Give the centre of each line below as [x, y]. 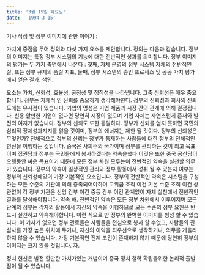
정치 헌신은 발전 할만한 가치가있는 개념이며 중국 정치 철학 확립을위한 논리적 [95, 258]
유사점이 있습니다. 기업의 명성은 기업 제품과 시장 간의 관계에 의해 [99, 108]
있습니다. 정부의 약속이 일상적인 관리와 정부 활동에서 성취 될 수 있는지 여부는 [103, 169]
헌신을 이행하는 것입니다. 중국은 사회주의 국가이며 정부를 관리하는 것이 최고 [95, 146]
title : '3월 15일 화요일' [36, 12]
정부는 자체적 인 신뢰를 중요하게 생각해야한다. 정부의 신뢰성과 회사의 [105, 100]
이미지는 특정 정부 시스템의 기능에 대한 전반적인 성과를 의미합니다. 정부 [97, 56]
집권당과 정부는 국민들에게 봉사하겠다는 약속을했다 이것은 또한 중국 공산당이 [107, 153]
